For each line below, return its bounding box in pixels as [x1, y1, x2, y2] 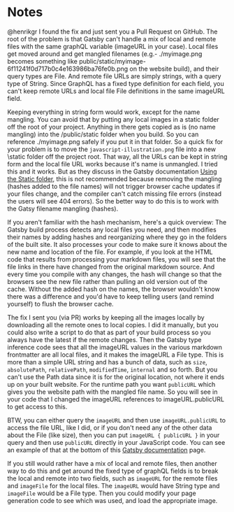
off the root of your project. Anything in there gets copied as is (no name [7, 122, 216, 131]
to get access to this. [7, 402, 68, 411]
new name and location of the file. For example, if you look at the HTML [7, 248, 213, 256]
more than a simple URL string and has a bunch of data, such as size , [7, 357, 207, 366]
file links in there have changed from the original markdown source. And [7, 262, 215, 271]
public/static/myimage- [79, 57, 147, 65]
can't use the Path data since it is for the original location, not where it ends [7, 372, 225, 381]
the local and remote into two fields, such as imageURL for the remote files [7, 474, 218, 483]
